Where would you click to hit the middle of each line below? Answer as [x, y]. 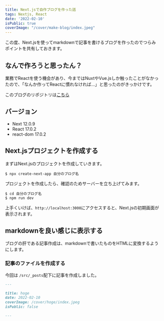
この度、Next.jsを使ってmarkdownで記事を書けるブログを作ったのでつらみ [81, 43]
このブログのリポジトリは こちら [37, 95]
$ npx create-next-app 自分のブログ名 [42, 174]
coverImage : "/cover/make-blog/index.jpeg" [50, 28]
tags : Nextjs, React [26, 14]
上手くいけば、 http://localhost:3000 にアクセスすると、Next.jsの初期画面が [82, 208]
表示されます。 [20, 214]
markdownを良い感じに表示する [54, 231]
